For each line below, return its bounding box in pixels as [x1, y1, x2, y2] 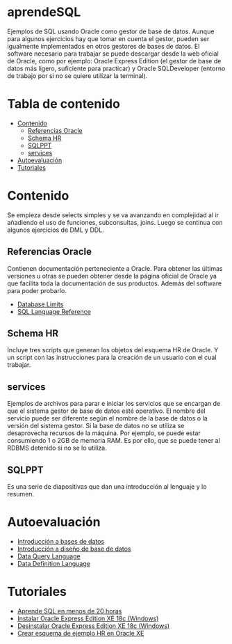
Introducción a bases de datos [17, 537, 105, 545]
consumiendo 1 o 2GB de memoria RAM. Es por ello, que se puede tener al [7, 437, 220, 445]
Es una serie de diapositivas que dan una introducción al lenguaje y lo [7, 482, 207, 491]
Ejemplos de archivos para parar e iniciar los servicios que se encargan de [7, 400, 221, 408]
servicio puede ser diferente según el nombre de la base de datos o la [7, 414, 208, 423]
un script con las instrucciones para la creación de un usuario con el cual [7, 353, 217, 362]
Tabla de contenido [7, 96, 120, 112]
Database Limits [17, 300, 64, 308]
